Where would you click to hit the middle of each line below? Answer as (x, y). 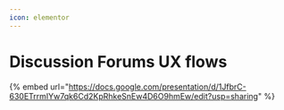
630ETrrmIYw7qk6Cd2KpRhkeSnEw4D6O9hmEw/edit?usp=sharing (134, 96)
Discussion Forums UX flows (118, 61)
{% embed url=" (39, 87)
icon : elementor (39, 17)
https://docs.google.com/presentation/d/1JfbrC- (158, 87)
